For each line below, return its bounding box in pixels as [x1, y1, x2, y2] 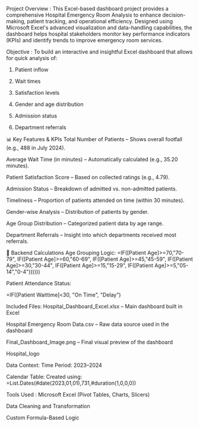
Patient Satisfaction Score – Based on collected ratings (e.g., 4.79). [6, 174, 170, 180]
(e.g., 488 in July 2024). [6, 144, 66, 151]
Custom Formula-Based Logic [6, 414, 80, 421]
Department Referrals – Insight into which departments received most [6, 232, 176, 238]
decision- [162, 11, 186, 18]
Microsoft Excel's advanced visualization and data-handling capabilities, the [6, 24, 192, 31]
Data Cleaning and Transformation [6, 403, 90, 410]
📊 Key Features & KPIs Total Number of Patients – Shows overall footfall [6, 136, 183, 142]
